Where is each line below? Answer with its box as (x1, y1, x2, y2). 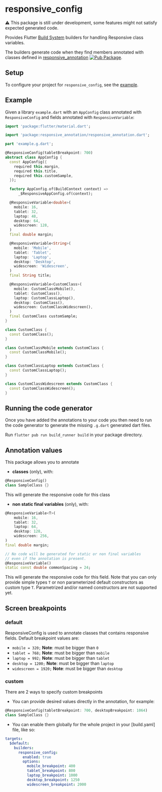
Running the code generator (5, 404, 93, 412)
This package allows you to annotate (5, 459, 79, 465)
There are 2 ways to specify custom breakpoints (5, 689, 103, 695)
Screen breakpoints (5, 604, 67, 613)
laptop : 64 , (14, 525, 38, 529)
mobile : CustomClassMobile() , (14, 286, 76, 291)
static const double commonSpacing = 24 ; (5, 565, 91, 570)
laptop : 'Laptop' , (14, 255, 51, 260)
